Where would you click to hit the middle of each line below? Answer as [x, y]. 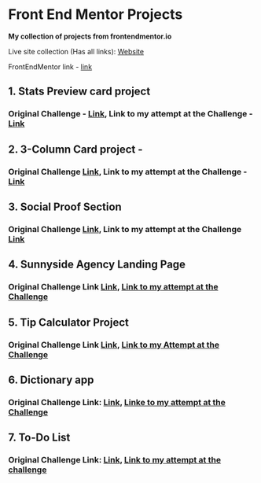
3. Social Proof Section [65, 206]
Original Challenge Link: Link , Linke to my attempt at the [117, 402]
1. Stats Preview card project [79, 92]
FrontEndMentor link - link [50, 66]
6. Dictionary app [51, 380]
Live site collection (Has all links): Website [76, 51]
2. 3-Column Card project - [75, 149]
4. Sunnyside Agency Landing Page [97, 265]
